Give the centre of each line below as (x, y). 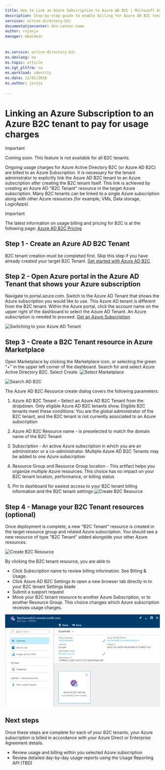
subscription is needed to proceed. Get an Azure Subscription (68, 317)
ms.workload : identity (28, 73)
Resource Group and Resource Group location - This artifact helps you (83, 466)
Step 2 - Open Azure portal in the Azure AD (72, 276)
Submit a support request (38, 591)
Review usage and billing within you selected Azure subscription (77, 752)
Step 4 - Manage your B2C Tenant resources (74, 507)
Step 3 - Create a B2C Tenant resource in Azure (79, 342)
